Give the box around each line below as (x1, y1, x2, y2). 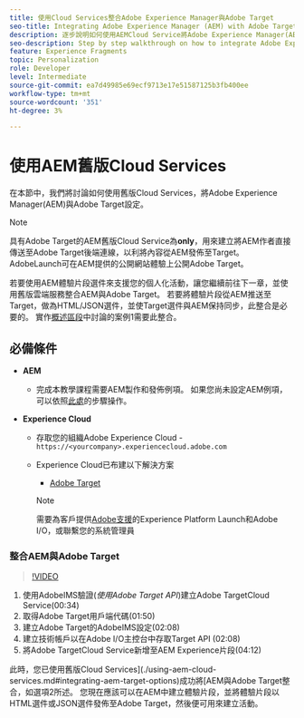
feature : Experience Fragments (9, 47, 128, 56)
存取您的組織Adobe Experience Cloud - (35, 432, 184, 442)
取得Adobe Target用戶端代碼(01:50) (22, 611, 156, 622)
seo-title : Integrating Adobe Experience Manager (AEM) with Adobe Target (9, 22, 298, 31)
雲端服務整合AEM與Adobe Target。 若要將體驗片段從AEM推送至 (33, 289, 271, 300)
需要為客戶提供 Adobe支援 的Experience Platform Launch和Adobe (35, 514, 279, 524)
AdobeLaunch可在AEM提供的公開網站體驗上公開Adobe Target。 (9, 258, 249, 269)
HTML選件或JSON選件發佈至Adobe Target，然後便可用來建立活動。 (9, 698, 263, 709)
